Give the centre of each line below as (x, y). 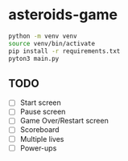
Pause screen (43, 112)
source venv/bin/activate (52, 43)
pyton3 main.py (34, 58)
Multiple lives (42, 139)
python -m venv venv (43, 36)
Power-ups (38, 148)
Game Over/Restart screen (64, 121)
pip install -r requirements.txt (64, 51)
